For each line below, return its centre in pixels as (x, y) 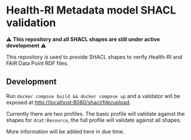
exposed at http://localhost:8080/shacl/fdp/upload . (69, 102)
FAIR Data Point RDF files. (38, 63)
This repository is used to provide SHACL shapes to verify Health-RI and (94, 57)
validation (31, 23)
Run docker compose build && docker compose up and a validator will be (93, 96)
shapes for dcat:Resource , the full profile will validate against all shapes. (94, 120)
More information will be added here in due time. (65, 131)
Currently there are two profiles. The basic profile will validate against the (96, 113)
